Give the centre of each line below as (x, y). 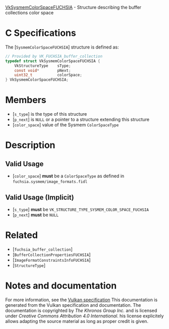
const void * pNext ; (43, 70)
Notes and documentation (61, 286)
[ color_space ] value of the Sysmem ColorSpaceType (66, 125)
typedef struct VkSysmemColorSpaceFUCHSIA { (53, 61)
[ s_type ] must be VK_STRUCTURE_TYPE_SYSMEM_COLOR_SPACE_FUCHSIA (80, 209)
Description (30, 145)
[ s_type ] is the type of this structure (50, 114)
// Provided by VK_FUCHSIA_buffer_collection (54, 56)
